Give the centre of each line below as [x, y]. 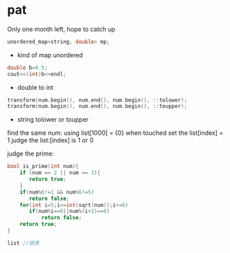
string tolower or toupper [53, 120]
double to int [35, 87]
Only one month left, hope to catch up [61, 29]
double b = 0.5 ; [28, 68]
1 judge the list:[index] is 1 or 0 [50, 140]
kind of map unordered [50, 55]
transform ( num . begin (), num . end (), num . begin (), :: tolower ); [97, 100]
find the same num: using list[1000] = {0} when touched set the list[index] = [115, 133]
